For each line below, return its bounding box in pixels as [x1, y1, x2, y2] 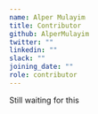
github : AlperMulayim [9, 29, 90, 38]
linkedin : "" [9, 46, 58, 55]
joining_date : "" [9, 63, 74, 72]
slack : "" [9, 54, 46, 63]
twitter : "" [9, 37, 53, 47]
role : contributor [9, 71, 78, 80]
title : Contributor [9, 21, 82, 30]
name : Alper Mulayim [9, 12, 86, 22]
